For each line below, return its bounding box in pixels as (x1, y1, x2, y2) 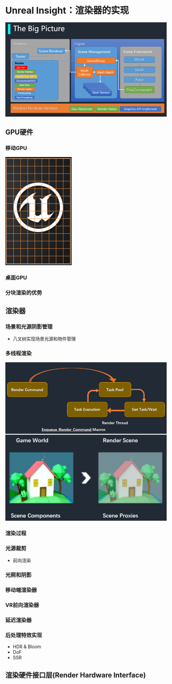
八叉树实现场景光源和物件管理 (12, 336, 76, 342)
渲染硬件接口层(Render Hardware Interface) (5, 671, 146, 679)
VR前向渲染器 (5, 601, 39, 609)
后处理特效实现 (5, 632, 42, 639)
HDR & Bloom (12, 643, 41, 650)
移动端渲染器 (5, 587, 37, 594)
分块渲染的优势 (5, 289, 42, 296)
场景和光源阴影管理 (5, 323, 53, 330)
